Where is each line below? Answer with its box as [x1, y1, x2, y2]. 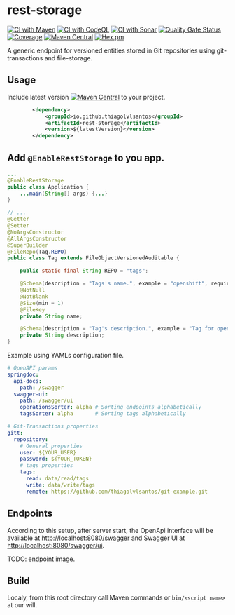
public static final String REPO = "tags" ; [20, 267, 149, 275]
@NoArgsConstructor [7, 229, 64, 236]
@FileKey [20, 306, 45, 313]
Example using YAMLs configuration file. [7, 351, 124, 360]
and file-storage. [44, 53, 93, 62]
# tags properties [20, 462, 73, 469]
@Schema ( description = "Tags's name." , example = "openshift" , [20, 280, 208, 288]
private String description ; [20, 332, 105, 339]
